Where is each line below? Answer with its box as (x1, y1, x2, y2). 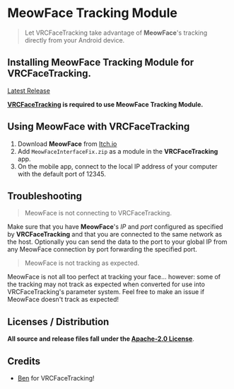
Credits (7, 355, 41, 367)
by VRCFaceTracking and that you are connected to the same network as (7, 230, 223, 239)
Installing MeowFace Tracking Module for (7, 57, 194, 69)
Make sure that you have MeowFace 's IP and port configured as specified (7, 222, 223, 231)
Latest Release (7, 86, 51, 95)
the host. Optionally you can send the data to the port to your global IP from (7, 237, 228, 246)
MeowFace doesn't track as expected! (7, 295, 119, 304)
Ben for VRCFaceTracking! (17, 374, 95, 382)
